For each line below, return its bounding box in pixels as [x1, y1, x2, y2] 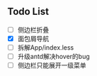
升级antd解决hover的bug [17, 53, 90, 60]
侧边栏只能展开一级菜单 [17, 61, 86, 70]
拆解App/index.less [17, 43, 74, 52]
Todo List [7, 6, 50, 18]
